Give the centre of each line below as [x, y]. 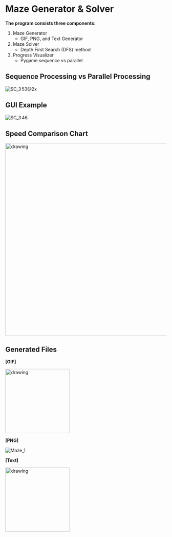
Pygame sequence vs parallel [51, 60]
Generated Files [31, 349]
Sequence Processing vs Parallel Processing [78, 77]
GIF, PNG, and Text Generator [52, 39]
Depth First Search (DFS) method [56, 49]
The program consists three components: [50, 23]
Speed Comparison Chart [47, 133]
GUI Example [26, 105]
